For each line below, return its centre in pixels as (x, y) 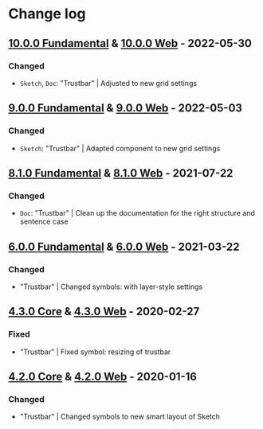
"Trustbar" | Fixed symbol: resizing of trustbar (95, 352)
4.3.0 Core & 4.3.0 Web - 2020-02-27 (104, 312)
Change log (47, 14)
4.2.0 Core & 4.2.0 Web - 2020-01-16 (103, 377)
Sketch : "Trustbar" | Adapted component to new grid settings (120, 148)
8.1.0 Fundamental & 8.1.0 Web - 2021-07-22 (121, 173)
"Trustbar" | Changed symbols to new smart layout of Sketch (120, 417)
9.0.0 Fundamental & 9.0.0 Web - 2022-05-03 (126, 108)
